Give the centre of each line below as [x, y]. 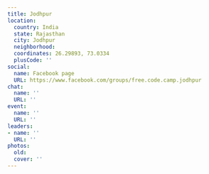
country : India [36, 27]
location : [22, 21]
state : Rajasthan [39, 34]
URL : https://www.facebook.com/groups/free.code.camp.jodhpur [108, 80]
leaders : [20, 126]
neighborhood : [34, 47]
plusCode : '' [33, 60]
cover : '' [28, 159]
